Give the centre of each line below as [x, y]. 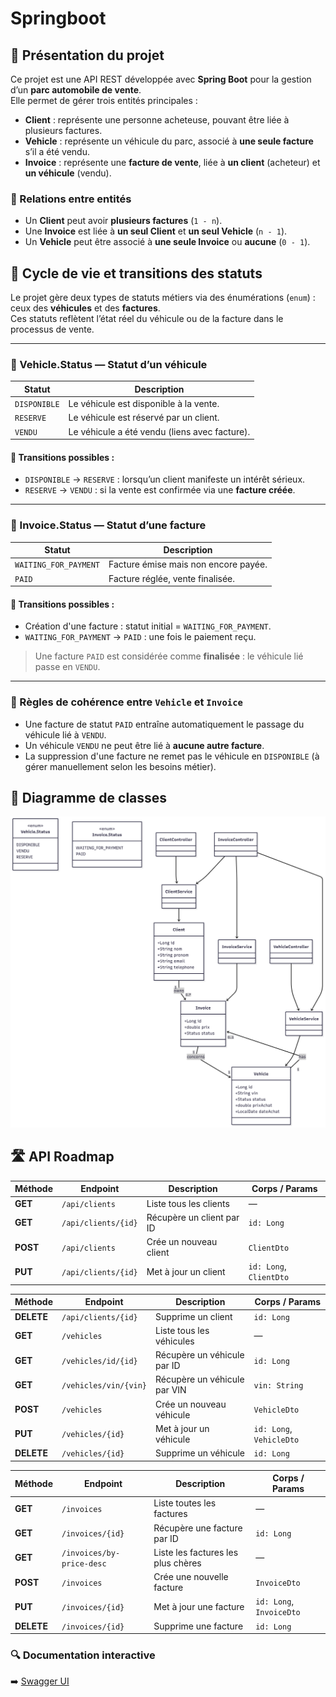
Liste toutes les [185, 1503]
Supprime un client [194, 1316]
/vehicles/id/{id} [99, 1361]
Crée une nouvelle [191, 1577]
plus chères [177, 1563]
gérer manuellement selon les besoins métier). [120, 766]
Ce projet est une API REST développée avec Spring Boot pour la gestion [161, 79]
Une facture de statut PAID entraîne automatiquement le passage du [164, 724]
